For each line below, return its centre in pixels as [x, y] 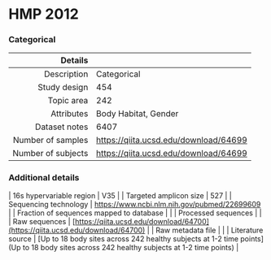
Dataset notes [62, 127]
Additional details [44, 178]
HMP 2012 [44, 14]
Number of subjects [50, 154]
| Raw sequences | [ [42, 221]
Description [66, 74]
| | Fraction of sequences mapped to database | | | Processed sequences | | [135, 213]
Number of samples [50, 141]
